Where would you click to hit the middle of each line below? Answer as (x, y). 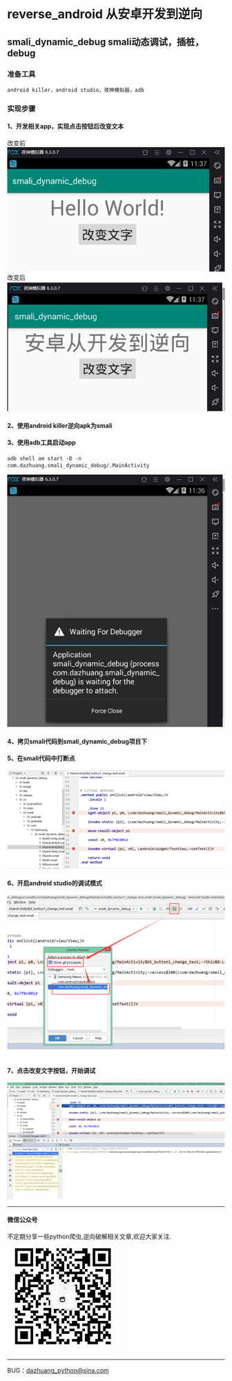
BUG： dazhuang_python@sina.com (58, 1371)
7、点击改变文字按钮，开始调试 (51, 1070)
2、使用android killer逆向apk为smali (60, 425)
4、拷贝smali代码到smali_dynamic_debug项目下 (77, 741)
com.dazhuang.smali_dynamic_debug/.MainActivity (78, 465)
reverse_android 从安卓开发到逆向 (105, 14)
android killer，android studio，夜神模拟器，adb (76, 90)
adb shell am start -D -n (44, 458)
